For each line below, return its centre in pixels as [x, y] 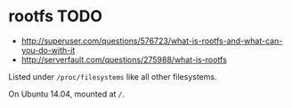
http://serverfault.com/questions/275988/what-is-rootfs [124, 59]
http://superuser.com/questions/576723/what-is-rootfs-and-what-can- [152, 41]
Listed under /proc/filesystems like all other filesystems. [113, 76]
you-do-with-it [48, 50]
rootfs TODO [56, 16]
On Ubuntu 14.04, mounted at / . [67, 94]
